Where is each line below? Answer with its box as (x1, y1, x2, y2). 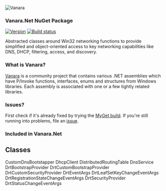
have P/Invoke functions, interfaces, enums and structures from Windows (5, 78, 157, 84)
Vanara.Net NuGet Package (5, 17, 73, 24)
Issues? (5, 101, 25, 108)
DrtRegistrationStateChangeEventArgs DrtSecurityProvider (5, 175, 126, 181)
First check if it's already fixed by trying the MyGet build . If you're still (5, 112, 149, 118)
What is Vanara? (5, 61, 46, 68)
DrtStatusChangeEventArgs (5, 180, 62, 186)
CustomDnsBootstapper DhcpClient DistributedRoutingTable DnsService (5, 159, 154, 165)
